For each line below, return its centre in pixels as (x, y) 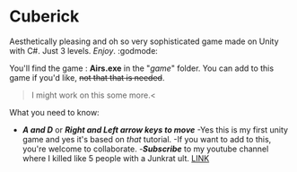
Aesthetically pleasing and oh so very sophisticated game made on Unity (144, 41)
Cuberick (44, 17)
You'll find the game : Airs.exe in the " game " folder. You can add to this (142, 68)
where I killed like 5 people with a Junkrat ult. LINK (116, 158)
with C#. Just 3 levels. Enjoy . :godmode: (84, 50)
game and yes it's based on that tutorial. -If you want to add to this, (147, 139)
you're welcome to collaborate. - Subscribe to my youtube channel (145, 149)
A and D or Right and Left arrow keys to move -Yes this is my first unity (155, 129)
